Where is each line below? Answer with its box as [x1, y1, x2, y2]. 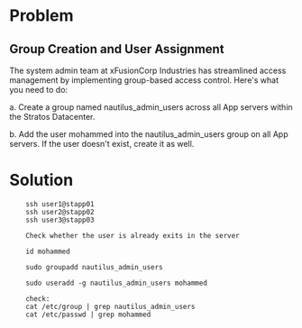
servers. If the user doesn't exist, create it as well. [9, 139, 195, 149]
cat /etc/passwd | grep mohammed [25, 310, 151, 319]
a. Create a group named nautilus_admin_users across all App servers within [9, 102, 293, 113]
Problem [9, 5, 74, 26]
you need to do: [9, 85, 69, 95]
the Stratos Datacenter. [9, 112, 96, 122]
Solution [9, 170, 74, 190]
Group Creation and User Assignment [9, 41, 224, 57]
